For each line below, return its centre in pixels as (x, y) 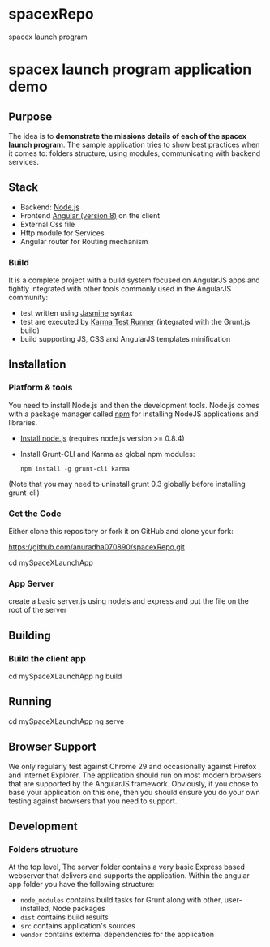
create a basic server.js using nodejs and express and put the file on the (129, 601)
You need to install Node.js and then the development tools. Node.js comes (134, 405)
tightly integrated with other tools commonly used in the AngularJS (120, 289)
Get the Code (35, 514)
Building (30, 635)
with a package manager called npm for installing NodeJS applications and (133, 414)
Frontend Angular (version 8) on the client (90, 215)
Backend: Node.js (49, 207)
